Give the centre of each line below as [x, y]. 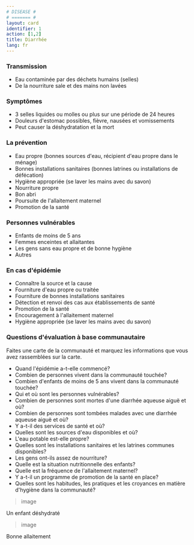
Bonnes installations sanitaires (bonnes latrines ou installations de [96, 168]
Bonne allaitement [29, 536]
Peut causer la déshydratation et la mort [65, 127]
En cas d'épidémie [34, 270]
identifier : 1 [24, 29]
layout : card [23, 23]
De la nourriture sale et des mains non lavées [71, 86]
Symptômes [24, 102]
